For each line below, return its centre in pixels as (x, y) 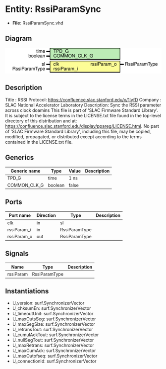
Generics (20, 158)
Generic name (26, 171)
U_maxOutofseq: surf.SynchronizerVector (55, 356)
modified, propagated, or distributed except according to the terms (74, 137)
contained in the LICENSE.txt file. (39, 142)
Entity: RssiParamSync (53, 9)
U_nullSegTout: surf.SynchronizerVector (53, 340)
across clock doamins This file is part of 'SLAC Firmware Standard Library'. (82, 110)
